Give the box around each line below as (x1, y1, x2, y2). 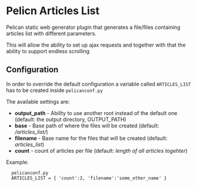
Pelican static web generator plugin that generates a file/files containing (6, 24, 181, 31)
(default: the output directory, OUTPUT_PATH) (14, 116, 126, 123)
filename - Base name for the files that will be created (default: (14, 134, 168, 142)
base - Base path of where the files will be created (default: (14, 122, 159, 129)
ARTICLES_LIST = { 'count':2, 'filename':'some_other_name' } (11, 175, 167, 181)
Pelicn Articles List (6, 4, 100, 18)
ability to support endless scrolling (6, 47, 90, 54)
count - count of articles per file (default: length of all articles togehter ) (14, 147, 188, 154)
